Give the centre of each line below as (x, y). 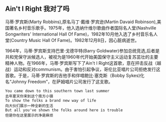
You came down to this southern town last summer (57, 91)
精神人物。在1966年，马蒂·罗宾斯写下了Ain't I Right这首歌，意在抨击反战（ (81, 63)
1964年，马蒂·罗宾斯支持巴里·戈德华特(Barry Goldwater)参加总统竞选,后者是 (83, 50)
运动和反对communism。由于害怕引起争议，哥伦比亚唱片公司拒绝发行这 (87, 69)
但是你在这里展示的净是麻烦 (29, 115)
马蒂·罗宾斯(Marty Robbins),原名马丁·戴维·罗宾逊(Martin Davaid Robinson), (81, 22)
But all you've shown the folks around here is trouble (64, 110)
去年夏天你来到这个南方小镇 (29, 96)
